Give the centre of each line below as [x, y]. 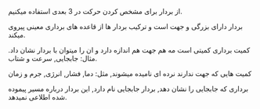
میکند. [17, 35]
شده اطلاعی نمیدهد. [38, 97]
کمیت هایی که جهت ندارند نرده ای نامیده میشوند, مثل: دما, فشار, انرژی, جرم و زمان [130, 73]
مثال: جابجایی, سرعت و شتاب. [53, 58]
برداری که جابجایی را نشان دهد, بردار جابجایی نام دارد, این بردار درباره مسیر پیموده [128, 89]
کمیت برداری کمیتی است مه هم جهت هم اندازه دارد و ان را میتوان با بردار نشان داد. [129, 50]
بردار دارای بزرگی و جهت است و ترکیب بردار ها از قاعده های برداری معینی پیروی [125, 26]
